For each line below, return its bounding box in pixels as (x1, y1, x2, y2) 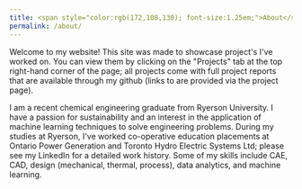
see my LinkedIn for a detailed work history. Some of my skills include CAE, (9, 149, 289, 160)
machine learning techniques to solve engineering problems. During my (9, 121, 274, 131)
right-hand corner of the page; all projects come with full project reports (9, 65, 277, 76)
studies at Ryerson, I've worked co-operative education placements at (9, 130, 270, 141)
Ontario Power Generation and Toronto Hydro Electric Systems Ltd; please (9, 140, 285, 151)
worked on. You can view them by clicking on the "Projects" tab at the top (9, 56, 283, 67)
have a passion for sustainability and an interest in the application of (9, 112, 262, 122)
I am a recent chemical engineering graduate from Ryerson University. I (9, 102, 274, 112)
